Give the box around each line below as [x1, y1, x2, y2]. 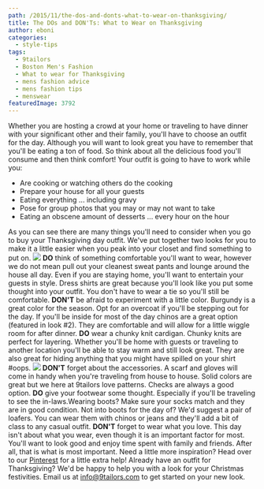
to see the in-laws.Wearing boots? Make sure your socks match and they [8, 397, 245, 406]
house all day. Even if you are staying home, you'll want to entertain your [8, 270, 244, 280]
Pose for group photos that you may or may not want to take [19, 203, 215, 213]
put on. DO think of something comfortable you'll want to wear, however [8, 253, 252, 263]
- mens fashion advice [15, 77, 90, 85]
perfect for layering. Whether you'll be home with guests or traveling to [8, 337, 239, 347]
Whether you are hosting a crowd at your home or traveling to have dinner [8, 121, 248, 131]
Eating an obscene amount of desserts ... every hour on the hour [19, 212, 230, 222]
